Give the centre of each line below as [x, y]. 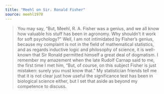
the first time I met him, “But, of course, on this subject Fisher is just [87, 65]
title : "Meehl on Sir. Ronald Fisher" [45, 10]
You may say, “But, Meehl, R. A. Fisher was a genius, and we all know [88, 28]
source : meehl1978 [24, 14]
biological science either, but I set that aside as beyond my [77, 81]
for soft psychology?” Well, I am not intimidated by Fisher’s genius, [85, 39]
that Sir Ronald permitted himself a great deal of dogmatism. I [95, 54]
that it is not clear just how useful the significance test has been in [85, 76]
